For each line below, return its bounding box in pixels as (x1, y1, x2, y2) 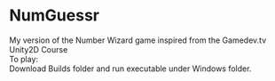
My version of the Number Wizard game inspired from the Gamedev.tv (9, 35, 267, 45)
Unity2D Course (9, 44, 68, 54)
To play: (9, 53, 38, 64)
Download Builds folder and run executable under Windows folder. (9, 63, 252, 74)
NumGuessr (9, 5, 100, 26)
